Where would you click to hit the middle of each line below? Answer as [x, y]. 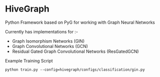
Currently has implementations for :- [41, 31]
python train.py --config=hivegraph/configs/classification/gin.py [75, 69]
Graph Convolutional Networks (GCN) [50, 46]
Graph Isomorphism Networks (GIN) [48, 41]
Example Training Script [29, 61]
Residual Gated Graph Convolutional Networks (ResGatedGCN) [75, 51]
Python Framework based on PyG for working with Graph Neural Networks [80, 22]
